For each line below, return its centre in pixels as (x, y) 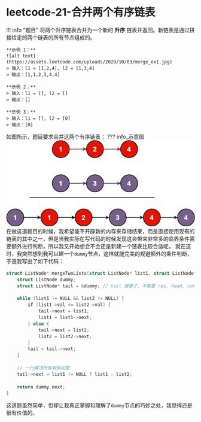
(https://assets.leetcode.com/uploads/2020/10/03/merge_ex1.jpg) (89, 62)
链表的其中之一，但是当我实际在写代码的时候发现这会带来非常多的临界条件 (98, 239)
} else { (39, 324)
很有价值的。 (22, 413)
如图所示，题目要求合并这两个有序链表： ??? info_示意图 (75, 136)
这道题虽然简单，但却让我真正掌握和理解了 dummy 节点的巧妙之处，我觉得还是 (99, 405)
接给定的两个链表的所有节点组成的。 (51, 37)
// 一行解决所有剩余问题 (43, 368)
